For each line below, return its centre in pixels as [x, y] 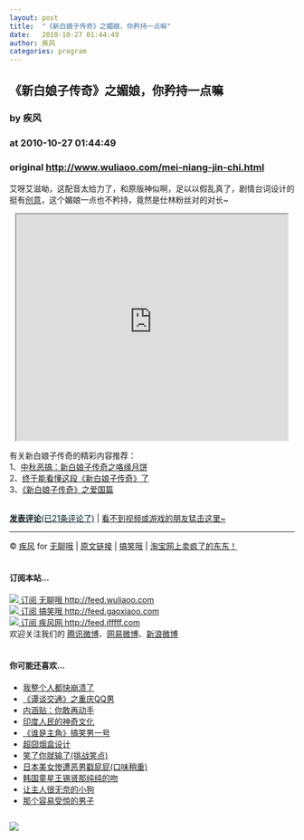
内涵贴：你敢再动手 [58, 711]
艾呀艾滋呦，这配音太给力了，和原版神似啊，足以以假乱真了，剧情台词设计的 [152, 188]
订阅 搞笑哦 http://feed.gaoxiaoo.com [90, 611]
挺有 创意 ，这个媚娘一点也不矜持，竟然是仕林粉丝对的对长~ [119, 199]
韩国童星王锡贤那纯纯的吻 [70, 778]
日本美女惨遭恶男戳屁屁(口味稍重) [85, 767]
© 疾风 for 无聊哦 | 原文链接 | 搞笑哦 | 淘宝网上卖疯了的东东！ [123, 546]
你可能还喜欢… [38, 665]
